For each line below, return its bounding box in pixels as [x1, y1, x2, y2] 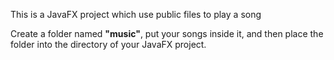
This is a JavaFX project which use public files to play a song [10, 9, 262, 20]
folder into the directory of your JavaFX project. [10, 39, 207, 50]
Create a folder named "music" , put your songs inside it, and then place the [10, 28, 324, 39]
